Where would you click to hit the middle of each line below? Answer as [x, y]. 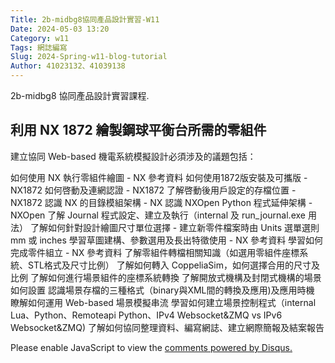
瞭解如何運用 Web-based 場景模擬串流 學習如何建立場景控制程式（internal [163, 302]
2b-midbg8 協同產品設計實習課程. [80, 95]
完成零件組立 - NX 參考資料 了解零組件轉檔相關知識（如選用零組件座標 [155, 252]
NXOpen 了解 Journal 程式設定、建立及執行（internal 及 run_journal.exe [158, 215]
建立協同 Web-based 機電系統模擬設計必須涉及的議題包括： [133, 156]
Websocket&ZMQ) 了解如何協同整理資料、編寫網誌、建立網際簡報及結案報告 [167, 327]
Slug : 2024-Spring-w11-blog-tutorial [89, 57]
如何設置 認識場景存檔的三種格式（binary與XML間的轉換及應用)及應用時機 [162, 290]
